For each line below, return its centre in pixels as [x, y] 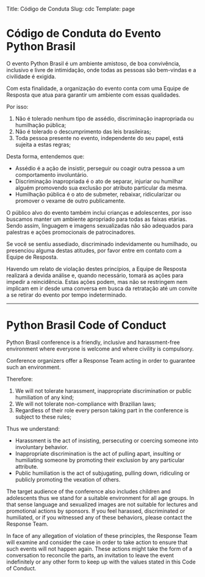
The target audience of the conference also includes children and [88, 491]
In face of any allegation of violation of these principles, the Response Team [102, 535]
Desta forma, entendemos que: [45, 156]
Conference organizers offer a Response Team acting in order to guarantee [101, 360]
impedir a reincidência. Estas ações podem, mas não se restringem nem [97, 281]
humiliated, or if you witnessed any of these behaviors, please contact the [99, 517]
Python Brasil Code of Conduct [86, 325]
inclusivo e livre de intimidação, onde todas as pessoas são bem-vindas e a [101, 70]
